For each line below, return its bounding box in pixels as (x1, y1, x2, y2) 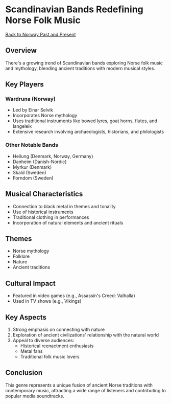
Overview (5, 46, 37, 55)
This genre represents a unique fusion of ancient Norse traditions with (5, 382, 153, 388)
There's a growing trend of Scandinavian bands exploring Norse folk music (5, 60, 163, 66)
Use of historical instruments (12, 209, 74, 215)
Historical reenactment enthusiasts (20, 343, 94, 349)
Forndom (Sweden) (12, 175, 54, 181)
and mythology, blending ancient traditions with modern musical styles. (5, 65, 156, 71)
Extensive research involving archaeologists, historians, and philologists (12, 129, 164, 135)
